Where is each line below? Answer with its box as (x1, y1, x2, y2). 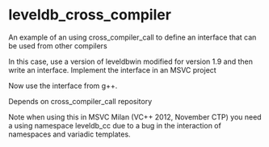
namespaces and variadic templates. (8, 129, 131, 139)
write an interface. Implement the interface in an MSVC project (8, 65, 216, 74)
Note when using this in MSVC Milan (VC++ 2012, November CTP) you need (8, 111, 262, 122)
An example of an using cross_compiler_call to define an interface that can (8, 32, 257, 42)
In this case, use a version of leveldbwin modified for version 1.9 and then (8, 57, 253, 66)
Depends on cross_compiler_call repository (8, 96, 153, 106)
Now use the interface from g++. (8, 81, 118, 90)
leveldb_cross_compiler (8, 6, 172, 24)
